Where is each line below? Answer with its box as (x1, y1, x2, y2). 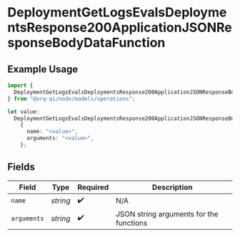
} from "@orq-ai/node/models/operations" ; (7, 95, 136, 102)
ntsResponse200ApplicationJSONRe (7, 19, 232, 36)
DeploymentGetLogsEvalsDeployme (7, 4, 227, 21)
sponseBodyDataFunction (7, 35, 166, 51)
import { (7, 82, 34, 89)
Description (152, 182, 193, 192)
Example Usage (7, 63, 79, 75)
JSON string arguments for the (115, 208, 219, 218)
